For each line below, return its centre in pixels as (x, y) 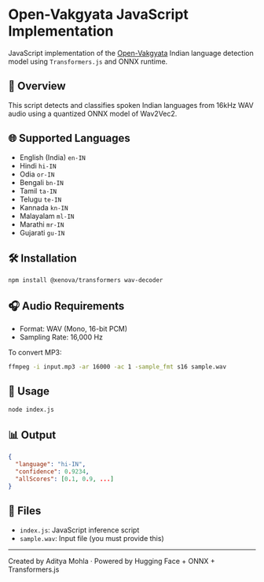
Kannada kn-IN (44, 207)
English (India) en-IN (53, 157)
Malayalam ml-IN (47, 216)
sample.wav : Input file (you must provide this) (92, 538)
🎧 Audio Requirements (66, 306)
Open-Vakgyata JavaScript (98, 15)
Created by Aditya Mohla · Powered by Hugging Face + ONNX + (112, 561)
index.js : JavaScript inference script (79, 530)
